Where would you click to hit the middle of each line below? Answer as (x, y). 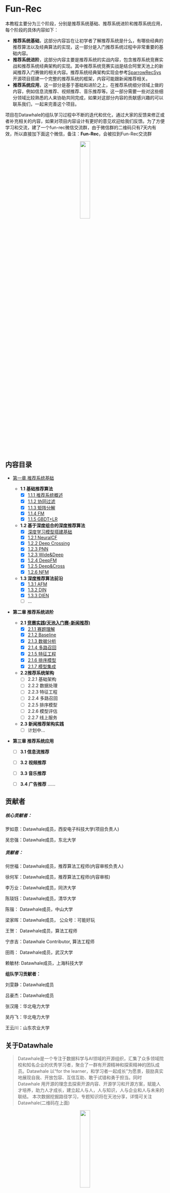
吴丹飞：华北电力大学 (27, 1017)
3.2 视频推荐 (33, 762)
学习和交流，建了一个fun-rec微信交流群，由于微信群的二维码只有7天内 (79, 127)
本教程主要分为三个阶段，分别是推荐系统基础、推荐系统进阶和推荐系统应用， (85, 23)
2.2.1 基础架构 (42, 679)
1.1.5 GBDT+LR (43, 519)
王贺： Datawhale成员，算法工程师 (41, 931)
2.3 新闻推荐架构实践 (42, 724)
